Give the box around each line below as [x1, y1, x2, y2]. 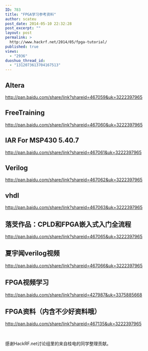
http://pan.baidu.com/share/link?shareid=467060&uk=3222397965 [5, 122, 143, 128]
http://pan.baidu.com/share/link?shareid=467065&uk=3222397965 [5, 234, 143, 239]
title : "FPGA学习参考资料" [5, 12, 56, 17]
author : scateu [5, 16, 37, 21]
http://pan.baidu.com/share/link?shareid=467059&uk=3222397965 [5, 94, 143, 100]
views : [5, 49, 19, 54]
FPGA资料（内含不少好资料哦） [5, 307, 101, 316]
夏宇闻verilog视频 [5, 249, 60, 258]
